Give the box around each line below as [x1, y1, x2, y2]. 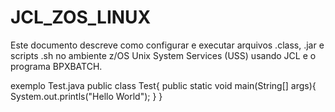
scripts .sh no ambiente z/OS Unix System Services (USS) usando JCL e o [10, 49, 317, 61]
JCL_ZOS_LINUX [10, 6, 152, 29]
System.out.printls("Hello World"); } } [10, 90, 163, 102]
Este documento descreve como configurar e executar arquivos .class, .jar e [10, 39, 325, 51]
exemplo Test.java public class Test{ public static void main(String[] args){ [10, 79, 317, 91]
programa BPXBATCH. [10, 60, 103, 72]
